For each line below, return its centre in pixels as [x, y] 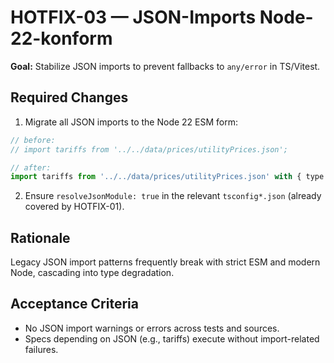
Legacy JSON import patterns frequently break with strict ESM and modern [165, 262]
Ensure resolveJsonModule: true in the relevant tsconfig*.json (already [173, 196]
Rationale [40, 237]
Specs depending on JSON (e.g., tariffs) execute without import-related [172, 338]
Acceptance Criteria [74, 304]
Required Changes [69, 97]
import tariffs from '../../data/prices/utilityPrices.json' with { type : [169, 177]
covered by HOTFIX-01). [74, 207]
